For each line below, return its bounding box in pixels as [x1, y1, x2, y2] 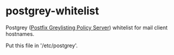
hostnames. [5, 30, 35, 37]
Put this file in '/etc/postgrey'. [5, 42, 78, 49]
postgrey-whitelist [5, 4, 100, 18]
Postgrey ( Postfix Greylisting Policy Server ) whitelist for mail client [5, 24, 168, 31]
